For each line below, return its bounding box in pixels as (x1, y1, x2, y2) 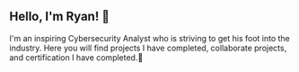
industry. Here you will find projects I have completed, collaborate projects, (9, 42, 287, 53)
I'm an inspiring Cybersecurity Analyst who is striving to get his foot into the (9, 32, 290, 43)
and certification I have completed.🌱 (9, 51, 144, 63)
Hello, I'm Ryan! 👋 (9, 9, 110, 24)
